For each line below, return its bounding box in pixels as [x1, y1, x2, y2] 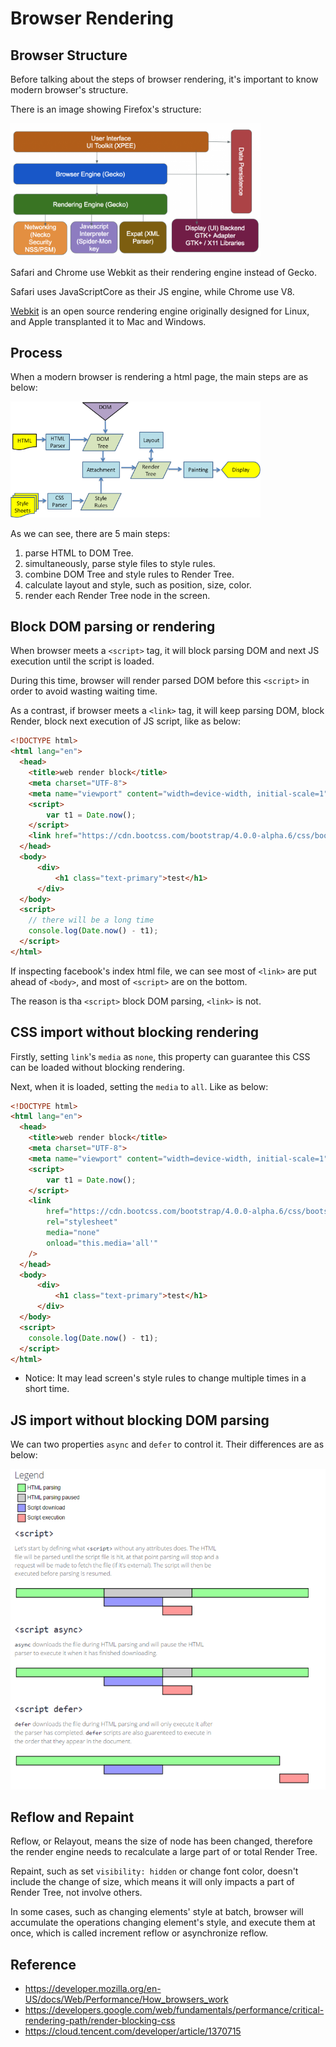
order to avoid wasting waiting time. [10, 685, 158, 697]
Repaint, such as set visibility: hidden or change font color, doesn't [10, 1865, 299, 1877]
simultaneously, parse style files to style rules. [24, 557, 216, 569]
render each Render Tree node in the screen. [24, 589, 211, 601]
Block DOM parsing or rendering [10, 618, 216, 635]
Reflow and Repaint [10, 1808, 135, 1826]
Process [10, 344, 63, 361]
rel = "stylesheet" [46, 1217, 118, 1227]
